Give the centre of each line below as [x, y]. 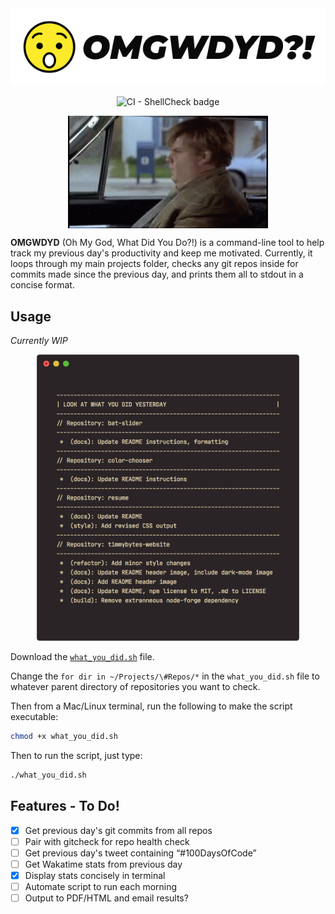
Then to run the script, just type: [76, 756]
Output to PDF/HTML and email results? [106, 898]
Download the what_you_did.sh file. [82, 657]
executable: [34, 717]
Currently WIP [39, 341]
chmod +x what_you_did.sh [64, 737]
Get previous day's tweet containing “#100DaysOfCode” [140, 853]
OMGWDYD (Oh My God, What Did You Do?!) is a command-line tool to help [167, 243]
